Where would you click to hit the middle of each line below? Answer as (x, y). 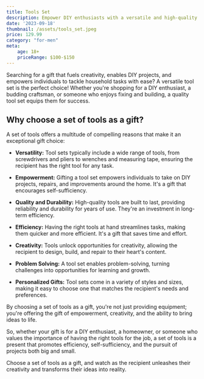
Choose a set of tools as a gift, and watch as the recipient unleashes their (98, 363)
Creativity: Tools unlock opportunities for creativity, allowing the (96, 245)
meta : (13, 46)
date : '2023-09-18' (31, 23)
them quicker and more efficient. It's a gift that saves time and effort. (101, 234)
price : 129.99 (24, 35)
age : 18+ (28, 52)
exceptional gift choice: (36, 141)
